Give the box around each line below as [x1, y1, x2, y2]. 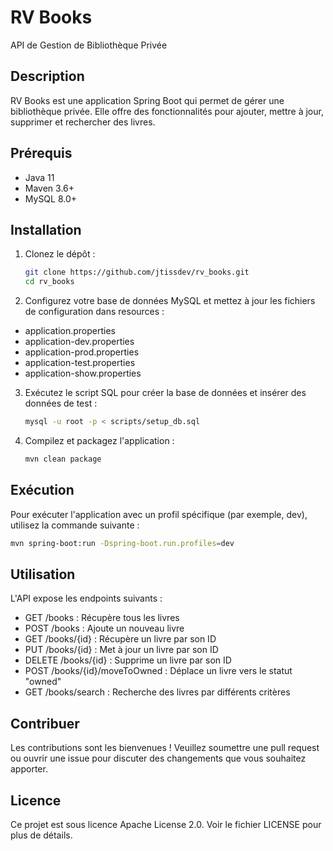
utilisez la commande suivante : [10, 519, 140, 531]
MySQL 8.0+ [24, 192, 78, 205]
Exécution [10, 482, 75, 499]
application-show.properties [24, 367, 142, 380]
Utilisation [10, 566, 76, 583]
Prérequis [10, 145, 73, 162]
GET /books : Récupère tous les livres [24, 612, 180, 624]
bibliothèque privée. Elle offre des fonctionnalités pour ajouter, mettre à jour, [10, 105, 324, 117]
